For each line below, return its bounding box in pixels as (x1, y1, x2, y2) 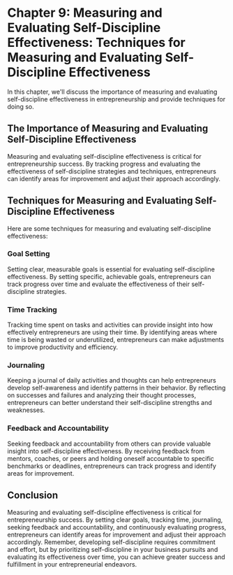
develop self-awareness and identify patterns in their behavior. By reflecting (7, 383, 226, 392)
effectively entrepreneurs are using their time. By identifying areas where (7, 328, 218, 336)
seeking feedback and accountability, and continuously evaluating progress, (7, 523, 227, 531)
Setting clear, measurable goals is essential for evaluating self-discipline (7, 264, 215, 274)
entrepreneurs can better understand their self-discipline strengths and (7, 399, 213, 407)
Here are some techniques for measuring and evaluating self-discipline (7, 224, 211, 232)
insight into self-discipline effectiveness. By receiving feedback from (7, 446, 205, 455)
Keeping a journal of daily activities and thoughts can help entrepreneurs (7, 376, 216, 385)
